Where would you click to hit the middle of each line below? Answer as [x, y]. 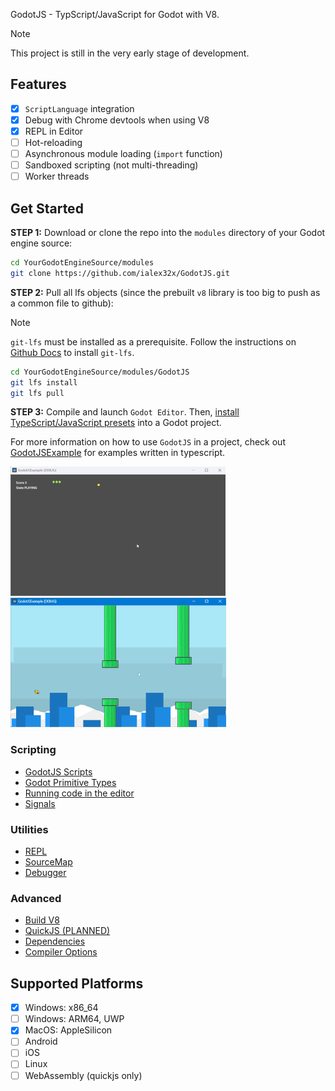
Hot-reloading [53, 142]
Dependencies [55, 941]
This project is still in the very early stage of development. [130, 53]
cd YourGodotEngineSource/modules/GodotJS [100, 372]
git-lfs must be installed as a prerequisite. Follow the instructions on [153, 341]
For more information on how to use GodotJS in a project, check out [148, 442]
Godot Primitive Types [70, 782]
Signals [40, 803]
